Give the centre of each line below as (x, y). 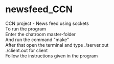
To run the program (26, 28)
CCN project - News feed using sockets (47, 23)
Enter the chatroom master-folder (41, 34)
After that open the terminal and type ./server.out (57, 45)
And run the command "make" (37, 40)
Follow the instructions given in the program (52, 56)
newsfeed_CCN (39, 9)
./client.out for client (27, 50)
